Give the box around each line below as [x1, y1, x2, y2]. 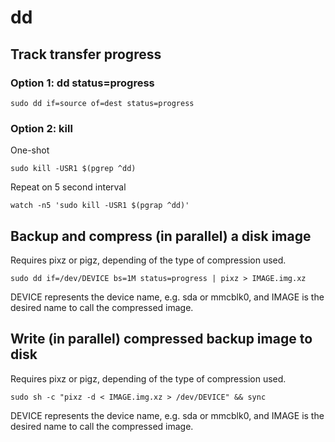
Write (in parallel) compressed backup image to [10, 331, 313, 348]
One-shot [10, 144, 50, 156]
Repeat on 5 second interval [10, 181, 127, 193]
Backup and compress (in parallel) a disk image [10, 227, 312, 245]
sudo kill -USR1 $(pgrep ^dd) [10, 164, 137, 174]
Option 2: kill [10, 121, 73, 135]
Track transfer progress [10, 46, 162, 63]
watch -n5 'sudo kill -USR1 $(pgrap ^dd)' [10, 201, 190, 211]
